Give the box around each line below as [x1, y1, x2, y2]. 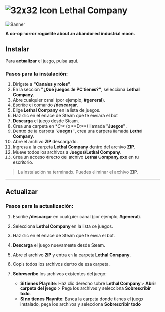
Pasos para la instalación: [5, 70, 68, 77]
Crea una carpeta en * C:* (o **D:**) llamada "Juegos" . [12, 123, 127, 129]
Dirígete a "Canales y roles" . [12, 81, 71, 87]
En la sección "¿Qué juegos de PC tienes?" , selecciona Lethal [12, 86, 140, 93]
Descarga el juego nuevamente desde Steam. [12, 242, 106, 248]
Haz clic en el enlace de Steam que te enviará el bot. [12, 113, 119, 119]
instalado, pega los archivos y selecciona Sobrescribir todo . [20, 301, 142, 307]
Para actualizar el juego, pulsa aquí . [5, 58, 79, 64]
